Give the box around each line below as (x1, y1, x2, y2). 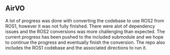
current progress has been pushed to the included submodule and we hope (5, 34, 164, 40)
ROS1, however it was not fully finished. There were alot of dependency (5, 23, 155, 29)
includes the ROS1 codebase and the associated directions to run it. (5, 44, 147, 50)
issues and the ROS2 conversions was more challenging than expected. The (5, 28, 165, 35)
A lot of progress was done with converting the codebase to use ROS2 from (5, 17, 164, 23)
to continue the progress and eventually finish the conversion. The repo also (5, 39, 165, 45)
